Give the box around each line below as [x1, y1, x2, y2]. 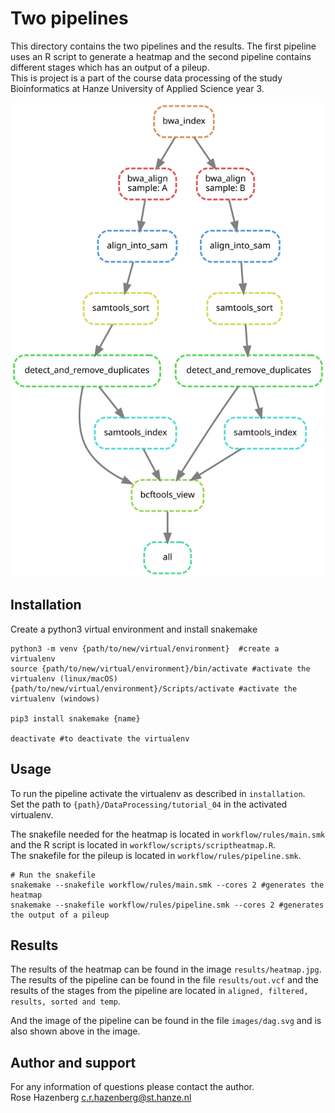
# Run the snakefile [10, 870, 97, 880]
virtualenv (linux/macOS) [10, 673, 118, 684]
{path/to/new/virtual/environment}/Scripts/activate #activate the [10, 683, 298, 694]
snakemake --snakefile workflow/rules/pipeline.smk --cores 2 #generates [10, 900, 325, 910]
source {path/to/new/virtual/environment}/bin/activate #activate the [10, 663, 311, 674]
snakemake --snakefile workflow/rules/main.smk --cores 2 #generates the [10, 880, 325, 890]
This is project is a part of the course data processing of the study [10, 72, 283, 84]
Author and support [10, 1054, 137, 1071]
